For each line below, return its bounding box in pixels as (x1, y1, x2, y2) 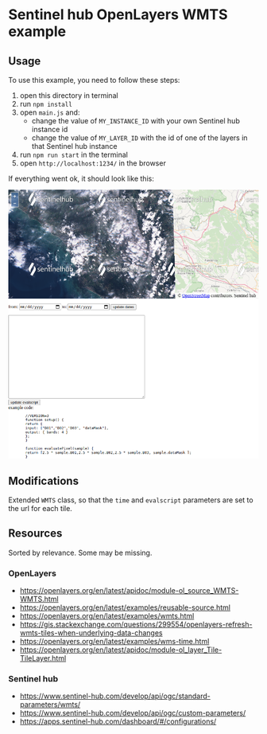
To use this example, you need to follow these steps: (8, 76, 180, 84)
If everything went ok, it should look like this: (8, 174, 155, 183)
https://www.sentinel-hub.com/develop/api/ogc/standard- (19, 691, 211, 701)
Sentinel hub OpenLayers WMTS (8, 6, 228, 24)
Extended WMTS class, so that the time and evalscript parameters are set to (8, 495, 253, 505)
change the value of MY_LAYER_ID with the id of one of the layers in (31, 133, 248, 143)
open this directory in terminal (19, 91, 118, 100)
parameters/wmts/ (19, 700, 81, 709)
